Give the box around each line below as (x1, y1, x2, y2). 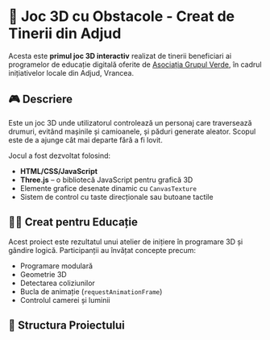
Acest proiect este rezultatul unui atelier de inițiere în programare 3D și (8, 237, 243, 247)
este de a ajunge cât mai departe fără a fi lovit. (8, 135, 163, 144)
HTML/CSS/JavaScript (19, 166, 98, 176)
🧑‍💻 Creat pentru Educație (8, 215, 139, 229)
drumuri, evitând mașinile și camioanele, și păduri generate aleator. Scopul (8, 126, 256, 136)
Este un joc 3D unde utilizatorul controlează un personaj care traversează (8, 118, 252, 127)
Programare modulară (19, 261, 93, 271)
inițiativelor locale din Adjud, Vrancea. (8, 68, 135, 77)
